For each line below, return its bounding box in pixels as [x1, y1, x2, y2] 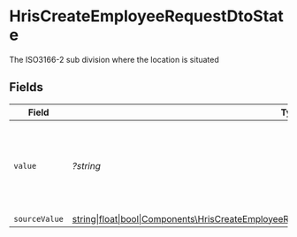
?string [72, 159, 102, 172]
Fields [9, 80, 44, 95]
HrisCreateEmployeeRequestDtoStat [9, 6, 285, 27]
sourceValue [13, 214, 65, 224]
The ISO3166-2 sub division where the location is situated [9, 54, 219, 65]
